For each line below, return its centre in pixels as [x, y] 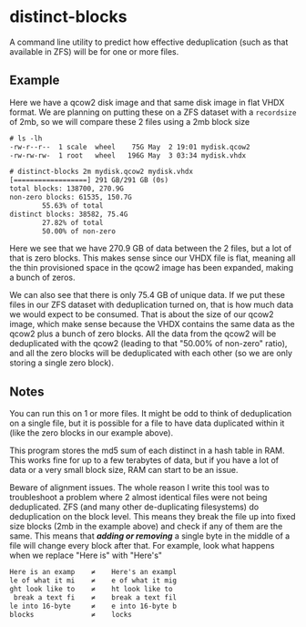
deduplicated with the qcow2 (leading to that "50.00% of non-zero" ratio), [148, 344]
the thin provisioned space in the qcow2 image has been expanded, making [152, 268]
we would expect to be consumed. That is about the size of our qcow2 [142, 314]
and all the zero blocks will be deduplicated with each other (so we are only [151, 354]
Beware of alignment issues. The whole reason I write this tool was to [140, 488]
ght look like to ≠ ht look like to [91, 589]
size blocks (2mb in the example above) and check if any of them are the [146, 527]
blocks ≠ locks [71, 614]
